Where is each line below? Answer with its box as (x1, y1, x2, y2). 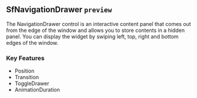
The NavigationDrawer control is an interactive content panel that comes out (6, 20, 191, 27)
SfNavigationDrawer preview (6, 5, 112, 15)
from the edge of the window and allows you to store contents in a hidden (6, 27, 185, 34)
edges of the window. (6, 39, 59, 46)
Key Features (6, 54, 45, 62)
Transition (14, 74, 39, 81)
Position (14, 67, 35, 74)
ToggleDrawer (14, 80, 49, 87)
